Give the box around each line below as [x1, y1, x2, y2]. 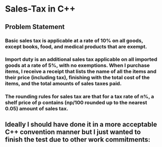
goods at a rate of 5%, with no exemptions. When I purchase [5, 62, 150, 69]
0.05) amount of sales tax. [5, 105, 69, 112]
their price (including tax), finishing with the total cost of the [5, 74, 150, 81]
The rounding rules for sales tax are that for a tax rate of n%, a [5, 93, 154, 100]
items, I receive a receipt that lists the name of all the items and [5, 68, 157, 75]
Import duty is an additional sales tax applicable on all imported [5, 56, 158, 63]
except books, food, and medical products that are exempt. [5, 43, 147, 50]
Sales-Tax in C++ [5, 3, 76, 15]
